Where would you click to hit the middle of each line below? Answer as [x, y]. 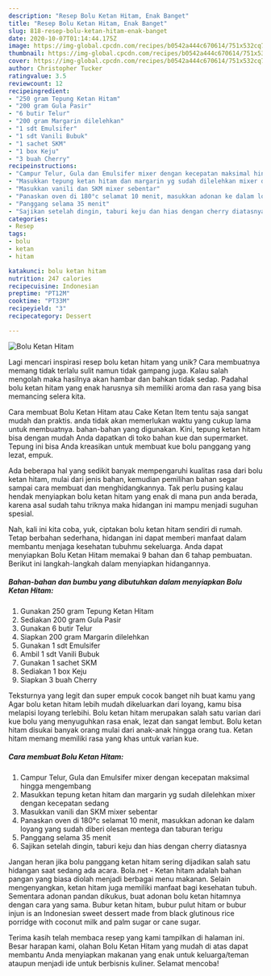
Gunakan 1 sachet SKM [58, 662]
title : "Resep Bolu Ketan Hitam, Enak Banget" [88, 23]
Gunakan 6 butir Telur [56, 628]
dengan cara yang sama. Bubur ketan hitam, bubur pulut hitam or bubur [127, 904]
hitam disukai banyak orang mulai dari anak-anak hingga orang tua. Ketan [131, 729]
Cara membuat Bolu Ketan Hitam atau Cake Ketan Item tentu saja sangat [128, 412]
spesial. [21, 513]
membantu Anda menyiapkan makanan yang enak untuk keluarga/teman [129, 954]
